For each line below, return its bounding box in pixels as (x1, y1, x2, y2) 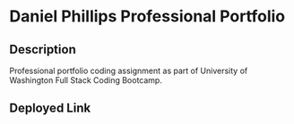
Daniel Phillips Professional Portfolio (9, 6, 286, 27)
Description (9, 42, 76, 57)
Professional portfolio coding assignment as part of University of (9, 65, 248, 76)
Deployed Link (9, 101, 91, 116)
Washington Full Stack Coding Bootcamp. (9, 75, 163, 86)
